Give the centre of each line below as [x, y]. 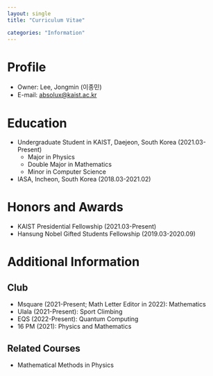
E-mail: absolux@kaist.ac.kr [57, 95]
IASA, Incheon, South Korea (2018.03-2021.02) [84, 179]
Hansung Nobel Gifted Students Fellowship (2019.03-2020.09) [106, 234]
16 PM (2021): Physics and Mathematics [74, 327]
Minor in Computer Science [67, 172]
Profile [27, 67]
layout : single [29, 14]
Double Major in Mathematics [70, 165]
